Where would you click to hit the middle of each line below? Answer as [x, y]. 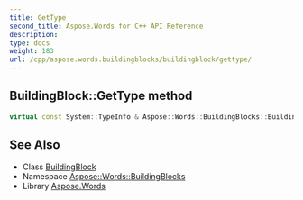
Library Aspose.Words [64, 186]
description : [34, 34]
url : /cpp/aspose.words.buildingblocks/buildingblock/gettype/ [131, 59]
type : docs [30, 43]
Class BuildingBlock [59, 167]
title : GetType [38, 18]
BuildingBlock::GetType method [101, 96]
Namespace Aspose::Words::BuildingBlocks [104, 176]
